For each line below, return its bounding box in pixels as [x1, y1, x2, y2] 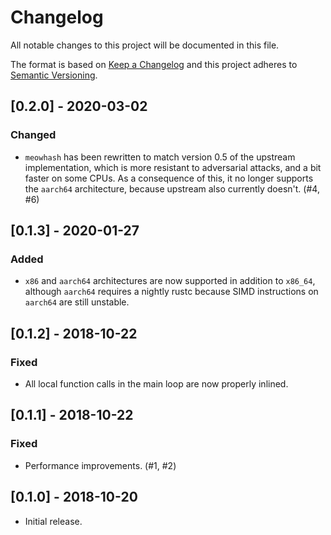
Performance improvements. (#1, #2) [24, 459, 177, 471]
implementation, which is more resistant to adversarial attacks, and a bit [24, 161, 322, 173]
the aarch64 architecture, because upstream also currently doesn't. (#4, [24, 182, 320, 195]
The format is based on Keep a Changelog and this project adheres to [10, 58, 298, 70]
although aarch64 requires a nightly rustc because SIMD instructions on [24, 286, 319, 298]
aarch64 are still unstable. [24, 296, 130, 308]
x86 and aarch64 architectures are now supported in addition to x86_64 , [24, 275, 316, 287]
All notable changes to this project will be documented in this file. [10, 39, 280, 51]
